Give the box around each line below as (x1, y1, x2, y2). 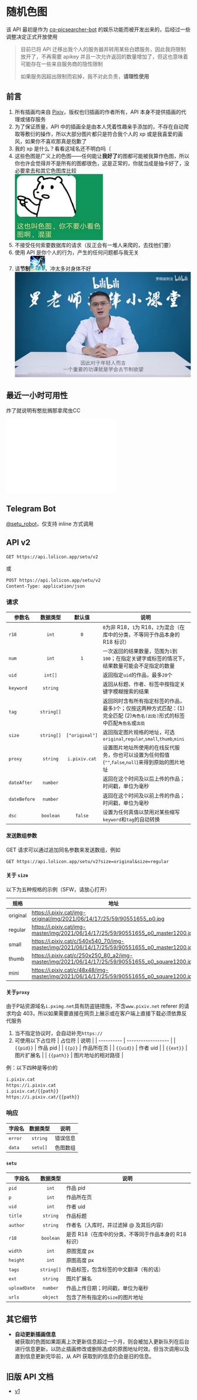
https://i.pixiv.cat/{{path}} (6, 1094, 80, 1100)
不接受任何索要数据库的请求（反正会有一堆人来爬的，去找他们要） (14, 241, 174, 248)
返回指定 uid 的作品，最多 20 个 (102, 671, 173, 678)
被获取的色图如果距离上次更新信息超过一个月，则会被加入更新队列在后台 (14, 1338, 189, 1345)
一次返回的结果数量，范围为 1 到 (102, 647, 178, 654)
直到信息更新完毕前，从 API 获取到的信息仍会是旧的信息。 (14, 1353, 155, 1360)
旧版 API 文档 (6, 1371, 54, 1382)
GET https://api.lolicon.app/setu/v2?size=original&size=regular (6, 858, 169, 864)
